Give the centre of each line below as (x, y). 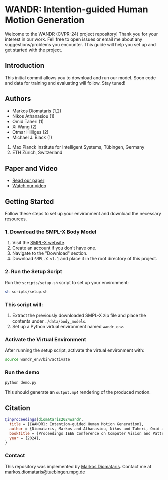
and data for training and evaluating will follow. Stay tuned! (65, 83)
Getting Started (30, 201)
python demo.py (21, 383)
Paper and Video (32, 168)
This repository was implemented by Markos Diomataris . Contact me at (78, 466)
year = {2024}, (25, 438)
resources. (16, 219)
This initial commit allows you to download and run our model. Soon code (81, 77)
